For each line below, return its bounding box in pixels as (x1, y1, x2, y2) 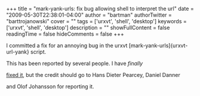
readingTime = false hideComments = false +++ (6, 30, 124, 38)
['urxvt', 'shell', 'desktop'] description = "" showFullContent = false (6, 24, 170, 31)
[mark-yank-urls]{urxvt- (128, 42, 188, 49)
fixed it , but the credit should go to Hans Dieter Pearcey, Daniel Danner (6, 72, 181, 78)
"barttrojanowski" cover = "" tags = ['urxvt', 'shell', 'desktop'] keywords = (6, 18, 187, 24)
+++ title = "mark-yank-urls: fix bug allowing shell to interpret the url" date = (6, 5, 194, 12)
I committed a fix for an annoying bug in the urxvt (6, 42, 128, 49)
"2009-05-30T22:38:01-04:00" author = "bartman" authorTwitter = (6, 11, 172, 18)
